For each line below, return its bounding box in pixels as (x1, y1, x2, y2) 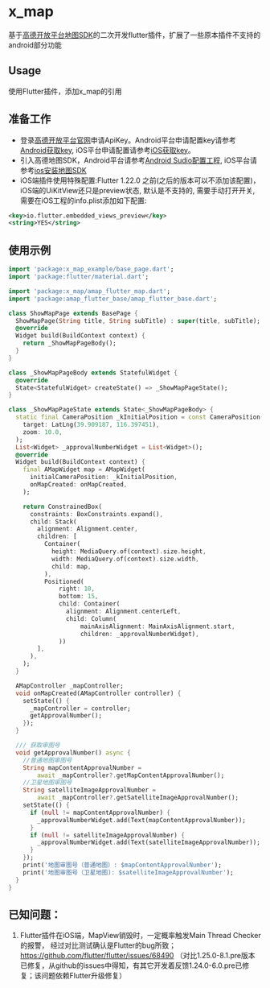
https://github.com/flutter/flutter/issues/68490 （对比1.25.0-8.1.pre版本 (19, 951, 256, 961)
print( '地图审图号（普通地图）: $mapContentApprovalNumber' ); (22, 861, 223, 869)
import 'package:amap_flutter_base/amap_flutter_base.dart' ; (8, 295, 218, 303)
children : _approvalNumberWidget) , (80, 630, 199, 638)
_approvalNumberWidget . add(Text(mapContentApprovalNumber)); (37, 816, 247, 824)
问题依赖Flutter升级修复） (41, 971, 127, 981)
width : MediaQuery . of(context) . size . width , (51, 555, 199, 563)
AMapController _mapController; (15, 681, 125, 690)
